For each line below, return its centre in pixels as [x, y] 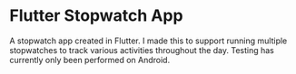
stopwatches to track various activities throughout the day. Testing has [142, 50]
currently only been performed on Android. [90, 60]
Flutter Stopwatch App [96, 16]
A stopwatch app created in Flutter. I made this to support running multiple [148, 41]
